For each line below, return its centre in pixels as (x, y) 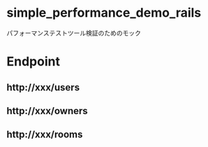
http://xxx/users (43, 87)
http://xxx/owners (47, 110)
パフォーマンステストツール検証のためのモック (74, 33)
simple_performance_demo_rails (104, 13)
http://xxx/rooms (45, 135)
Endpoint (34, 62)
